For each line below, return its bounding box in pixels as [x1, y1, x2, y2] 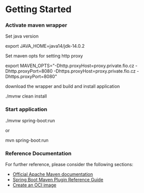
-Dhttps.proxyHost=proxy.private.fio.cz [53, 68, 136, 74]
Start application [5, 106, 48, 113]
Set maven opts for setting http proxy [5, 53, 83, 59]
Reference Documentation [5, 150, 72, 157]
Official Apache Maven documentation [12, 171, 93, 177]
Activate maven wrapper [5, 22, 67, 29]
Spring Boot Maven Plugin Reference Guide [12, 177, 103, 183]
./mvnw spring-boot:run [5, 117, 55, 123]
